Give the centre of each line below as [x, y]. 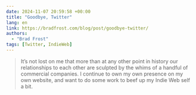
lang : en [17, 22]
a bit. [27, 86]
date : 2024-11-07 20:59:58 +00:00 [49, 12]
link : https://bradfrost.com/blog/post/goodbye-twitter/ [77, 28]
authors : [17, 34]
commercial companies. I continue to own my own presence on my [102, 74]
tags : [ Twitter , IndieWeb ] [39, 45]
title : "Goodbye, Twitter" [39, 17]
